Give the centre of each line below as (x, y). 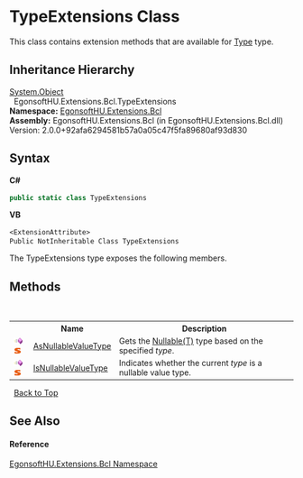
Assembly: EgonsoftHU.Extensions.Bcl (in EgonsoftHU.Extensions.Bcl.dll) (147, 120)
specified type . (147, 350)
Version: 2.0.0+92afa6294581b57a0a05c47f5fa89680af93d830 (129, 130)
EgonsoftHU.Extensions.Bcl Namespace (83, 464)
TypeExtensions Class (95, 17)
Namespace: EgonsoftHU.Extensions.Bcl (86, 111)
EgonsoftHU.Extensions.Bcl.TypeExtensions (95, 101)
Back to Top (36, 392)
